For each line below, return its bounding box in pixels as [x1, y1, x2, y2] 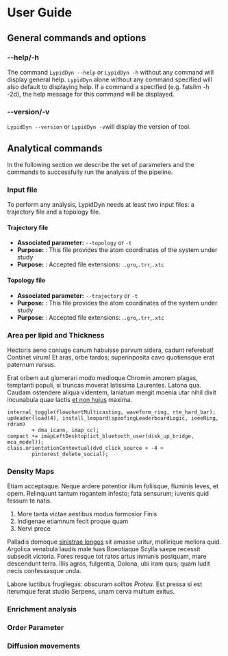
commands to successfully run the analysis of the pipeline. [7, 168, 173, 176]
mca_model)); [7, 438, 45, 446]
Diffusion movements [7, 642, 81, 651]
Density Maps [7, 466, 55, 476]
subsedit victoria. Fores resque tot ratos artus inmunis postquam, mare [7, 553, 207, 561]
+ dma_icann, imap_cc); [31, 427, 99, 433]
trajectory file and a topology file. [7, 207, 101, 216]
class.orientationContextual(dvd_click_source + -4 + [7, 444, 164, 451]
